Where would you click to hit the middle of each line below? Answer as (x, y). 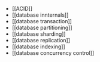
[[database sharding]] (39, 34)
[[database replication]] (41, 40)
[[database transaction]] (42, 21)
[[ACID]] (22, 9)
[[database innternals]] (40, 15)
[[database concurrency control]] (53, 53)
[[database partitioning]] (42, 27)
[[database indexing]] (39, 46)
